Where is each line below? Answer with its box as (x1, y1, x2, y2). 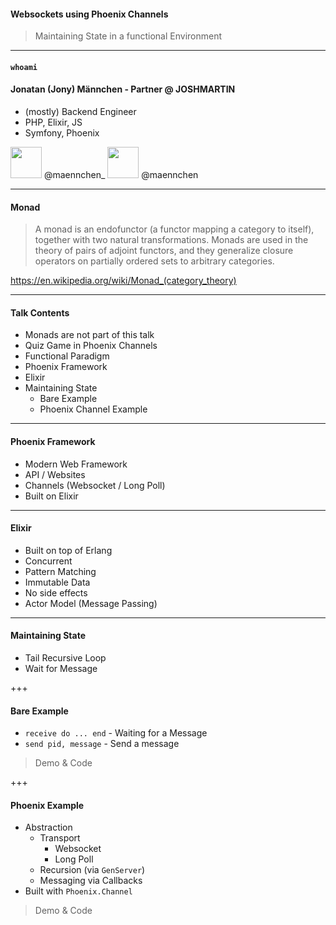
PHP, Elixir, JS (24, 116, 83, 128)
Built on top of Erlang (24, 544, 113, 556)
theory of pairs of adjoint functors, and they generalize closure (34, 245, 294, 257)
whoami (10, 62, 38, 72)
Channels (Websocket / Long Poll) (24, 479, 166, 491)
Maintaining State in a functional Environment (34, 30, 223, 42)
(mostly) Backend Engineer (24, 106, 137, 117)
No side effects (24, 586, 88, 599)
